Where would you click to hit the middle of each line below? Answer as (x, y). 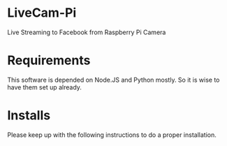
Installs (29, 116)
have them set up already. (45, 87)
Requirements (49, 60)
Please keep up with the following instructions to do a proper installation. (112, 135)
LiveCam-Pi (42, 13)
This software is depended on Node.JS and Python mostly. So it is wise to (113, 80)
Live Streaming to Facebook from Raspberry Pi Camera (87, 32)
